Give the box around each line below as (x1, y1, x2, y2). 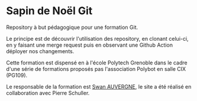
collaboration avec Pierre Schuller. (6, 89, 90, 96)
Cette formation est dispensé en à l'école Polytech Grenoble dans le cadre (6, 59, 188, 66)
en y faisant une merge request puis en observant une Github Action (6, 41, 173, 48)
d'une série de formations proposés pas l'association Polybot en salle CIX (6, 65, 186, 72)
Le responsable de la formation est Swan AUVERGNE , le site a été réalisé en (6, 83, 192, 90)
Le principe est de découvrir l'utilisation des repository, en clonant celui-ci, (6, 35, 189, 42)
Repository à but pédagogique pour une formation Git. (6, 24, 138, 31)
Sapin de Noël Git (6, 4, 93, 18)
